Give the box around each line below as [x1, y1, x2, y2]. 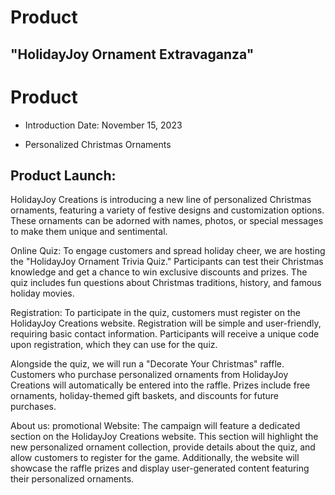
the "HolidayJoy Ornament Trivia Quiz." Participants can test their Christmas [10, 256, 324, 268]
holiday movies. [10, 287, 75, 300]
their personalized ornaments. [10, 473, 135, 485]
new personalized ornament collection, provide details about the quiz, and [10, 441, 316, 453]
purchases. [10, 401, 57, 413]
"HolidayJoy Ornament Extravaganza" [10, 46, 255, 63]
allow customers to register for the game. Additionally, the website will [10, 452, 300, 464]
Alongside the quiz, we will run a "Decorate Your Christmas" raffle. [10, 358, 285, 370]
